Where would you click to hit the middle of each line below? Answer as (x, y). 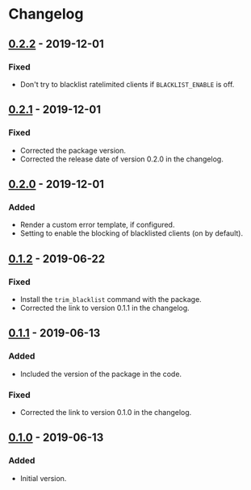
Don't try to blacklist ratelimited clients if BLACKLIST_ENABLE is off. (127, 84)
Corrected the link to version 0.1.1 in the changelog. (105, 308)
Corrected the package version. (73, 150)
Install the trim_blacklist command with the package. (111, 299)
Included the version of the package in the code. (101, 374)
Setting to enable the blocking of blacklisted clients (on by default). (132, 233)
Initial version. (43, 478)
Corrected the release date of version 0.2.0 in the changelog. (121, 159)
